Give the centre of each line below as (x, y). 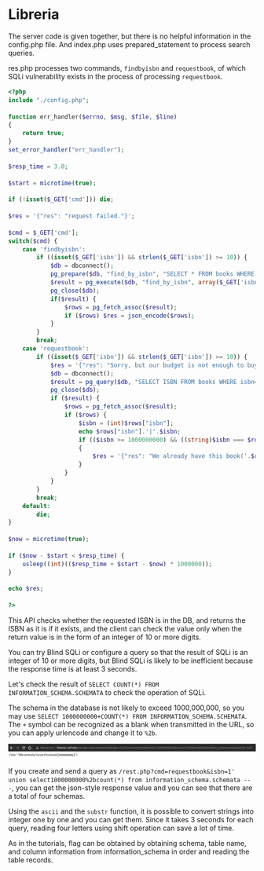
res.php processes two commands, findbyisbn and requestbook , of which (127, 68)
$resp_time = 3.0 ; (38, 167)
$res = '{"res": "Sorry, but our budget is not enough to (147, 365)
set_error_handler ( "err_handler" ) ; (66, 150)
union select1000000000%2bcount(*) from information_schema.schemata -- (130, 780)
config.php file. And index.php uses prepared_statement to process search (129, 44)
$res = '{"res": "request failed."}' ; (71, 216)
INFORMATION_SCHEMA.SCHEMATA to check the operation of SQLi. (107, 693)
